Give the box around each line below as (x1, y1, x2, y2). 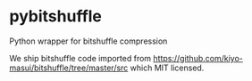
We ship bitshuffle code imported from (9, 53, 152, 63)
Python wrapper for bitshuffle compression (9, 36, 168, 46)
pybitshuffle (9, 6, 103, 27)
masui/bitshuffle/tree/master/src (9, 62, 129, 73)
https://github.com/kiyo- (153, 53, 243, 63)
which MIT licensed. (130, 62, 205, 73)
